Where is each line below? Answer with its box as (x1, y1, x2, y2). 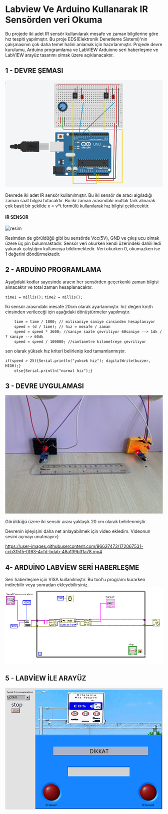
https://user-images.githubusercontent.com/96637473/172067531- (5, 543, 143, 549)
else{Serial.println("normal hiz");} (14, 368, 93, 373)
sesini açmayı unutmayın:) (5, 534, 59, 540)
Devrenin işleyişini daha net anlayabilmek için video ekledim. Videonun (5, 528, 151, 534)
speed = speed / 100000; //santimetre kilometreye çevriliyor (14, 339, 146, 344)
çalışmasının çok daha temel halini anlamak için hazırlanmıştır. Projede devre (5, 41, 162, 47)
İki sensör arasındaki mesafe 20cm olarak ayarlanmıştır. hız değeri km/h (5, 303, 153, 309)
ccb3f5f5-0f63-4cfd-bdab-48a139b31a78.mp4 (5, 549, 102, 555)
